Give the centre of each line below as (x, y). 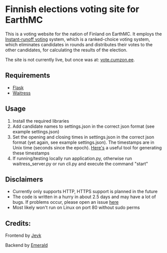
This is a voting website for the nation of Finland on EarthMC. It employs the (83, 34)
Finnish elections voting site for (72, 9)
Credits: (18, 223)
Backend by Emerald (27, 245)
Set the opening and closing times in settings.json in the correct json (83, 137)
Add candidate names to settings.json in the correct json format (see (83, 126)
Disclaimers (24, 179)
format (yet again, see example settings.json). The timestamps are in (83, 142)
